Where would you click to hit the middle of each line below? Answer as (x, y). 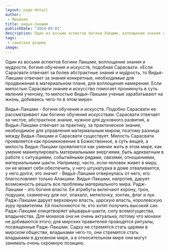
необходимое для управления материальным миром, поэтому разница (82, 130)
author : (13, 15)
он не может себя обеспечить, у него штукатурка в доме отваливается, (83, 168)
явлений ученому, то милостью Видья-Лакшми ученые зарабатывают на (84, 94)
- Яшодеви (18, 19)
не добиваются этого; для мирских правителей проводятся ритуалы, (80, 221)
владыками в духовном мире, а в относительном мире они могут (76, 237)
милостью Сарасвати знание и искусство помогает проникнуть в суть (81, 88)
